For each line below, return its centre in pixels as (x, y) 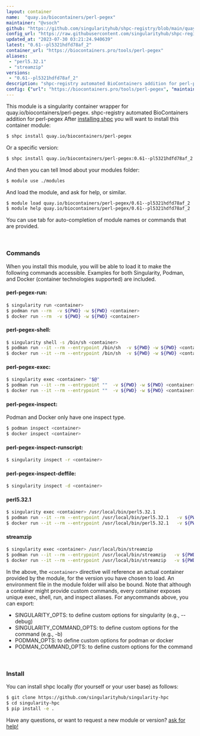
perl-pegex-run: (27, 293)
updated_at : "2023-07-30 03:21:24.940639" (60, 39)
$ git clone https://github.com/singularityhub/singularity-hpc (87, 698)
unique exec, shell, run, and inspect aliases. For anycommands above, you (97, 597)
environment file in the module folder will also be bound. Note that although (99, 584)
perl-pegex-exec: (29, 367)
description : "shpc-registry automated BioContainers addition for (92, 84)
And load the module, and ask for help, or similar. (66, 192)
